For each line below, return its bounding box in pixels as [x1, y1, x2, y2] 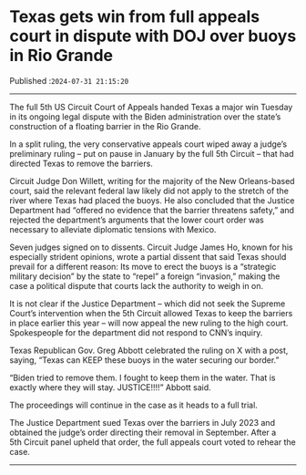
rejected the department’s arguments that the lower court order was [9, 214, 264, 225]
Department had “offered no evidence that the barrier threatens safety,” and [9, 204, 294, 215]
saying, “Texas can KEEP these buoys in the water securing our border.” [9, 354, 280, 366]
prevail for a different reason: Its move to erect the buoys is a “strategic [9, 261, 277, 272]
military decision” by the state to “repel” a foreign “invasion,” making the [9, 271, 280, 282]
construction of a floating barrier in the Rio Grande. [9, 120, 201, 131]
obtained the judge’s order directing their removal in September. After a [9, 427, 277, 438]
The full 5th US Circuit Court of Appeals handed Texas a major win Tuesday [9, 101, 293, 112]
